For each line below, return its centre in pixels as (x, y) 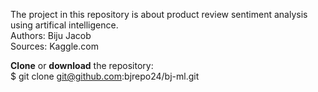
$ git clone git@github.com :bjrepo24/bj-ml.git (105, 76)
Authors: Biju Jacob (51, 35)
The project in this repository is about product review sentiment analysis (159, 14)
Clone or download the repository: (82, 65)
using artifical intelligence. (64, 25)
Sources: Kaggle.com (54, 46)
